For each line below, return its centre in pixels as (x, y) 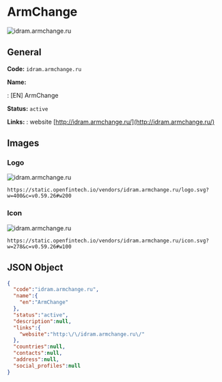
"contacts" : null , (38, 353)
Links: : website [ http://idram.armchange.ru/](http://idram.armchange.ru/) (111, 122)
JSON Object (35, 268)
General (25, 52)
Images (23, 143)
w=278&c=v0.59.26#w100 (39, 247)
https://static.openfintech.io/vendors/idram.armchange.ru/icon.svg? (108, 241)
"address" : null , (36, 359)
